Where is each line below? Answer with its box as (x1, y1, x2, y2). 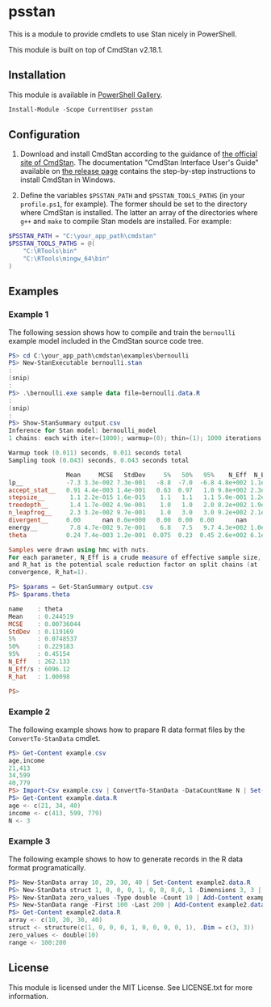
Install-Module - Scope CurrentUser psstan (8, 105, 153, 113)
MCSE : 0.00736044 (8, 620, 81, 628)
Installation (8, 68, 66, 83)
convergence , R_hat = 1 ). (8, 569, 89, 577)
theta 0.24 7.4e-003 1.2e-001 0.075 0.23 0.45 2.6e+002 (8, 531, 248, 539)
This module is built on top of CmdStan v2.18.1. (8, 44, 164, 54)
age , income (8, 756, 45, 764)
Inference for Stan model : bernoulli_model (8, 427, 157, 435)
